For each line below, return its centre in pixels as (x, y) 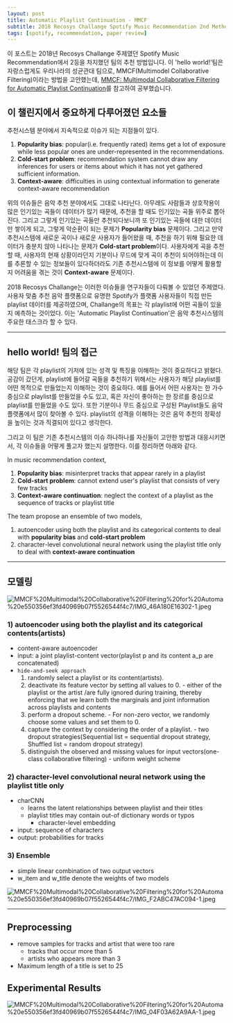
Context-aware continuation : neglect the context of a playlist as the (115, 495)
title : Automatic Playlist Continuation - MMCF (77, 20)
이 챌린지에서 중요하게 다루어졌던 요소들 (87, 112)
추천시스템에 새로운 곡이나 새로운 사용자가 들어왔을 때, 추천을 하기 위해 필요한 (112, 238)
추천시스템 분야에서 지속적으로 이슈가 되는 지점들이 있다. (83, 131)
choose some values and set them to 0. (84, 722)
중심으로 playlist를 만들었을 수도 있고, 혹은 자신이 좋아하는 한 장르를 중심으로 (111, 396)
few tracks (32, 488)
